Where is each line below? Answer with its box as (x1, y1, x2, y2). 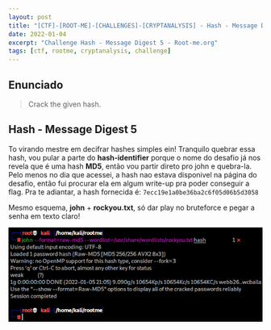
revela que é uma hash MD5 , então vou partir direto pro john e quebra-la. (8, 161, 252, 171)
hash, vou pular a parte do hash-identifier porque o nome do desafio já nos (8, 152, 261, 162)
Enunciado (8, 77, 64, 92)
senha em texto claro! (8, 211, 81, 221)
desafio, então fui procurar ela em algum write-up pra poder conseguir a (8, 178, 250, 188)
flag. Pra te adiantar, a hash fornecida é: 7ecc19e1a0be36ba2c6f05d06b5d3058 (8, 186, 259, 197)
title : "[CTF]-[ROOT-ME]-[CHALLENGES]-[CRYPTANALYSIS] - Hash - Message (8, 21, 258, 30)
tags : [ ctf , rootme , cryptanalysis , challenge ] (8, 47, 172, 56)
